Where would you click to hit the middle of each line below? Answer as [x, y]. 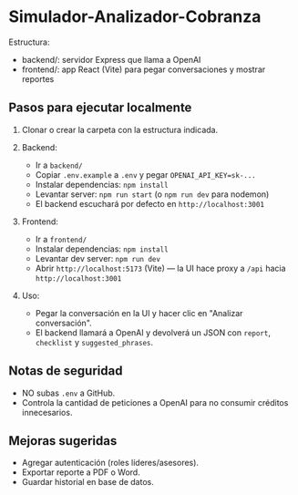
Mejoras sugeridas [63, 441]
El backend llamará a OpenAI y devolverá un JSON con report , [153, 332]
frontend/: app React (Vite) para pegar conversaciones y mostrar [144, 69]
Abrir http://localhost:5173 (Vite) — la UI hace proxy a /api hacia [160, 268]
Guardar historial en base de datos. [87, 482]
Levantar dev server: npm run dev [98, 258]
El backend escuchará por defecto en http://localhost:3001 [150, 203]
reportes [38, 78]
